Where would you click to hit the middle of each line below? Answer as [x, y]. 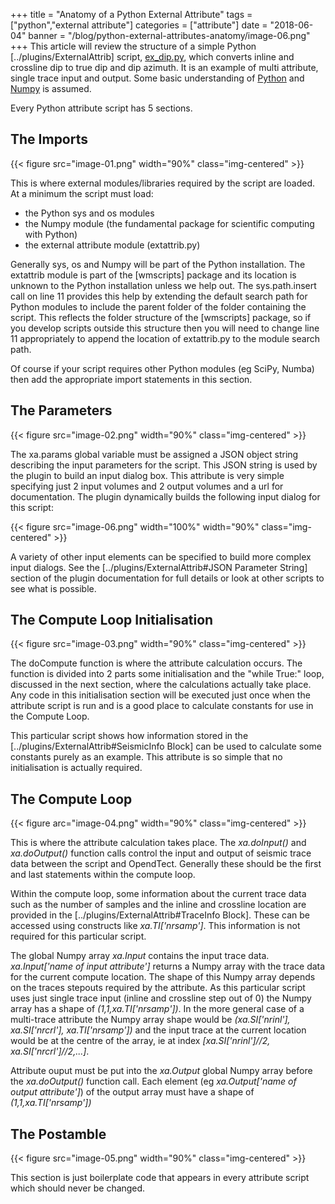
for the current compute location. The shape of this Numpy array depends [163, 977]
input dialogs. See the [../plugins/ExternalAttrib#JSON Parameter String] [159, 567]
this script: [32, 507]
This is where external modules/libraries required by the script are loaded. [162, 183]
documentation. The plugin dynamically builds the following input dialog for [165, 496]
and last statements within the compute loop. [103, 875]
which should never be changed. [78, 1188]
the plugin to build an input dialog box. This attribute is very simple [147, 475]
